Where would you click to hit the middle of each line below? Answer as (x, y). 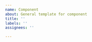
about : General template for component (46, 14)
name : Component (22, 10)
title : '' (15, 19)
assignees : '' (20, 28)
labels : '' (16, 23)
